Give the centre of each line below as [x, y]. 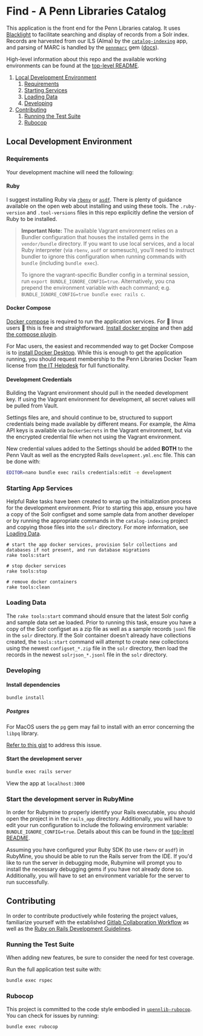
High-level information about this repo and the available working [86, 59]
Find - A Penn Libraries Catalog [86, 11]
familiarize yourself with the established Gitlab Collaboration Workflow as [98, 922]
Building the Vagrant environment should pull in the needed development [97, 393]
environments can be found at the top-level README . [73, 66]
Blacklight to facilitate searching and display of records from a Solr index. [98, 34]
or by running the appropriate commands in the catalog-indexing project [97, 521]
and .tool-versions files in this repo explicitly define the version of [110, 212]
